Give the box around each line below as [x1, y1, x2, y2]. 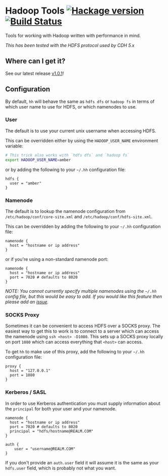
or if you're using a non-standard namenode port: [5, 256, 108, 262]
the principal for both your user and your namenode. [5, 405, 117, 411]
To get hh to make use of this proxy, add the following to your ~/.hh [5, 349, 145, 355]
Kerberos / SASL [5, 389, 46, 396]
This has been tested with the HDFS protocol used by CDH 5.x [5, 42, 135, 48]
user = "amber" [10, 181, 42, 186]
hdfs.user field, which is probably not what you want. [5, 465, 117, 471]
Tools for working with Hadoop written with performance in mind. [5, 32, 141, 38]
